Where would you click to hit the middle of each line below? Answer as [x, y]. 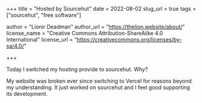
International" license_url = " [42, 39]
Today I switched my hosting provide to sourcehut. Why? [77, 69]
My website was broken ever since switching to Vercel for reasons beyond [99, 81]
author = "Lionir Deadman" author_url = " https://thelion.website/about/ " [96, 27]
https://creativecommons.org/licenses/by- [129, 39]
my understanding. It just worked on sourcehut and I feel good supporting [98, 87]
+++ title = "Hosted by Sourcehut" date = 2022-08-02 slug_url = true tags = [101, 9]
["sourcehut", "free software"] [44, 15]
